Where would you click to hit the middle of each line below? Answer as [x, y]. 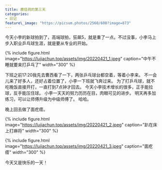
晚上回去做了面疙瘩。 [26, 110]
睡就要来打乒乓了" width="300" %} [40, 65]
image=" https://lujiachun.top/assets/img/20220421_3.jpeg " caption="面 [77, 146]
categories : [17, 14]
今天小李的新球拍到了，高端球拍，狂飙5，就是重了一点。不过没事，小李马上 [81, 37]
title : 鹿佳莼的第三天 [25, 9]
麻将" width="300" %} [36, 131]
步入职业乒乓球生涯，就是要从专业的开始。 [48, 43]
